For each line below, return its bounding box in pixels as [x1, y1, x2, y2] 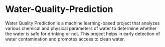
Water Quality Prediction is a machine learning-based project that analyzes [5, 20, 160, 26]
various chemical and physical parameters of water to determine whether [5, 25, 157, 31]
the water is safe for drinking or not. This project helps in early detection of [5, 30, 160, 36]
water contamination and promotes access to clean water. [5, 36, 125, 42]
